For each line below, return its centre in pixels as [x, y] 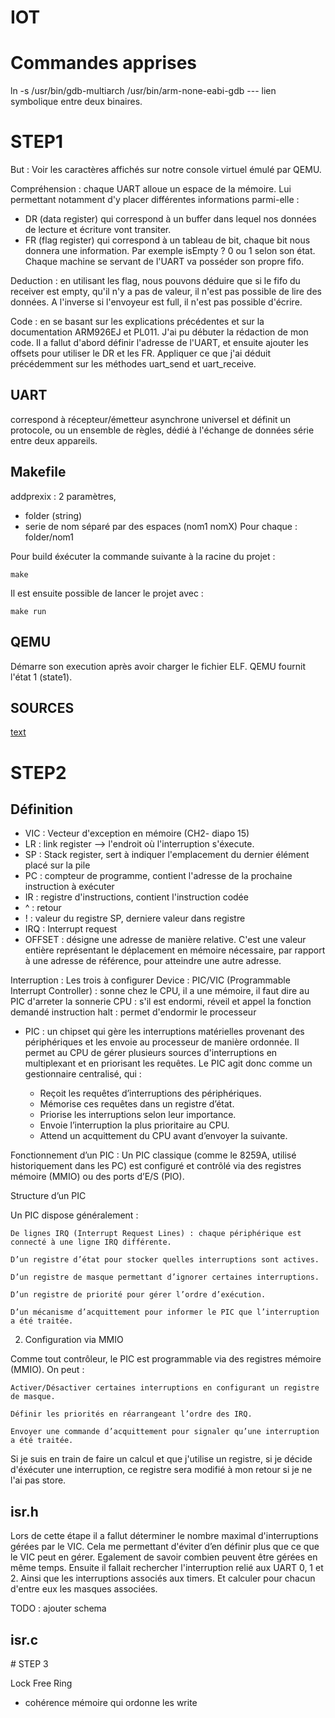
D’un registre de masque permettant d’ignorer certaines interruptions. [165, 1277]
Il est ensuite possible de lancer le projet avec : [107, 593]
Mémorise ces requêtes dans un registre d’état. [137, 1104]
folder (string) [53, 515]
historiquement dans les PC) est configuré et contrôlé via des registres [156, 1166]
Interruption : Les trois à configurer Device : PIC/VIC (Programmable [150, 980]
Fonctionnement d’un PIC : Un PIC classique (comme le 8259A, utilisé [153, 1155]
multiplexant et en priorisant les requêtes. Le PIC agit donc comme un [168, 1063]
